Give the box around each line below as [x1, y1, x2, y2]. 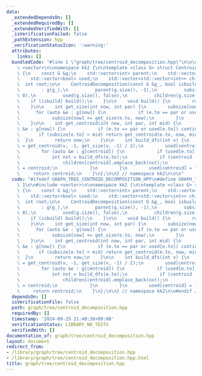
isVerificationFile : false [11, 299, 79, 305]
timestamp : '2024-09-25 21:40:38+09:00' [11, 316, 114, 322]
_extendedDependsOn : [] [11, 14, 71, 20]
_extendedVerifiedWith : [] [11, 25, 79, 32]
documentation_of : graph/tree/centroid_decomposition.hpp [6, 333, 155, 339]
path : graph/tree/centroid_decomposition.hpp [11, 305, 128, 311]
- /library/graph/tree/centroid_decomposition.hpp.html [6, 355, 149, 361]
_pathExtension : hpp [11, 37, 63, 43]
